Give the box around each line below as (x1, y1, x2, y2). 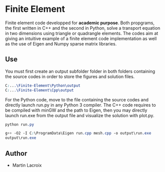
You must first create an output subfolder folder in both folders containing (5, 68, 156, 74)
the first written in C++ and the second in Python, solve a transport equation (5, 25, 161, 31)
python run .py (5, 122, 35, 127)
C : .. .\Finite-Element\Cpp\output (5, 87, 74, 92)
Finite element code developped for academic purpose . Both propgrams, (5, 20, 155, 26)
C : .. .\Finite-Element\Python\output (5, 83, 81, 88)
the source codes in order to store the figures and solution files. (5, 73, 135, 80)
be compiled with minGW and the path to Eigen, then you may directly (5, 107, 147, 113)
